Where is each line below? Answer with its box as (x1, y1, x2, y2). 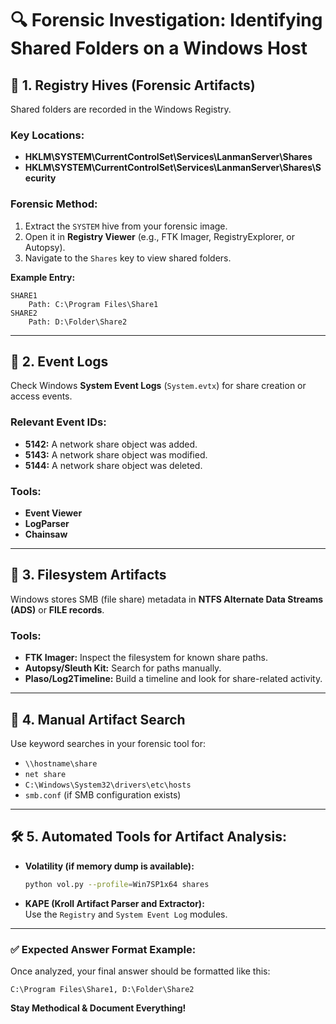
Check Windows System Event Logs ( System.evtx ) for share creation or (10, 380, 307, 392)
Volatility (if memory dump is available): (24, 860, 195, 872)
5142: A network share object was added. (24, 438, 198, 450)
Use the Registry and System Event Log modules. (24, 908, 228, 920)
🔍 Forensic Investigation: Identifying (10, 9, 323, 32)
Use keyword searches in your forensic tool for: (10, 737, 206, 749)
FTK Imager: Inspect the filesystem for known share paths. (24, 652, 268, 664)
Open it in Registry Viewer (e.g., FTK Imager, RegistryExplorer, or (24, 230, 296, 242)
